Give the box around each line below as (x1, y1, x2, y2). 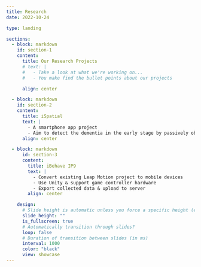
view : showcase (22, 252, 60, 258)
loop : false (22, 229, 52, 235)
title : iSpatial (22, 113, 63, 119)
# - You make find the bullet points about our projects (22, 75, 172, 81)
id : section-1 (17, 47, 52, 53)
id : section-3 (22, 152, 58, 158)
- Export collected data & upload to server (32, 185, 146, 192)
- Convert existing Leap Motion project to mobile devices (32, 174, 184, 180)
